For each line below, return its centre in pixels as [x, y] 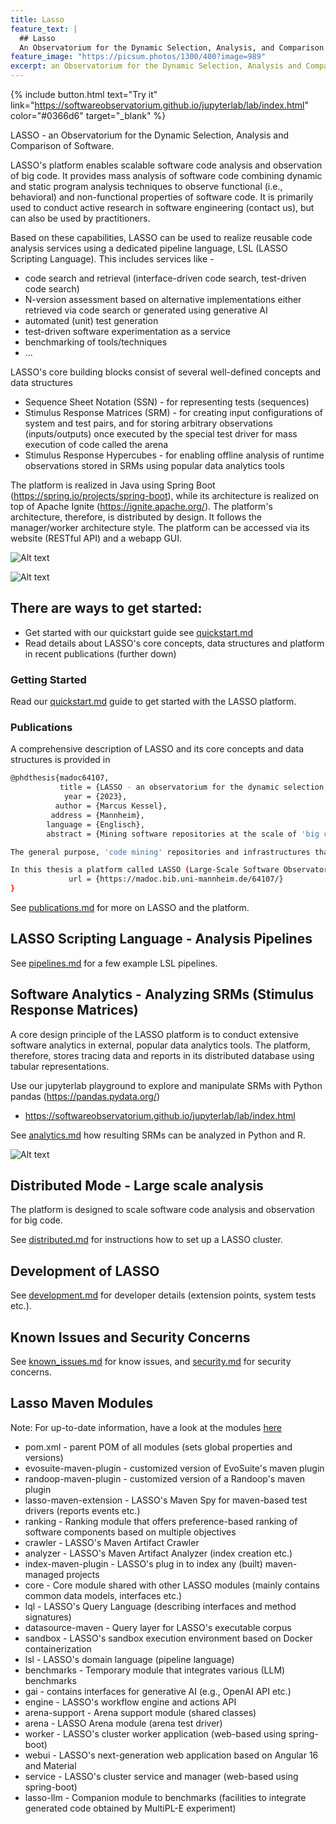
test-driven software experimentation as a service [127, 331]
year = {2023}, [95, 797]
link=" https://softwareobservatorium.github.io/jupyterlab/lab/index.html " [159, 105]
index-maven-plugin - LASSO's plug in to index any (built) [143, 1563]
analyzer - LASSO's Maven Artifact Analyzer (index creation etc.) [158, 1553]
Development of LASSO [85, 1271]
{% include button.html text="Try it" [84, 94]
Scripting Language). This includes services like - [112, 259]
